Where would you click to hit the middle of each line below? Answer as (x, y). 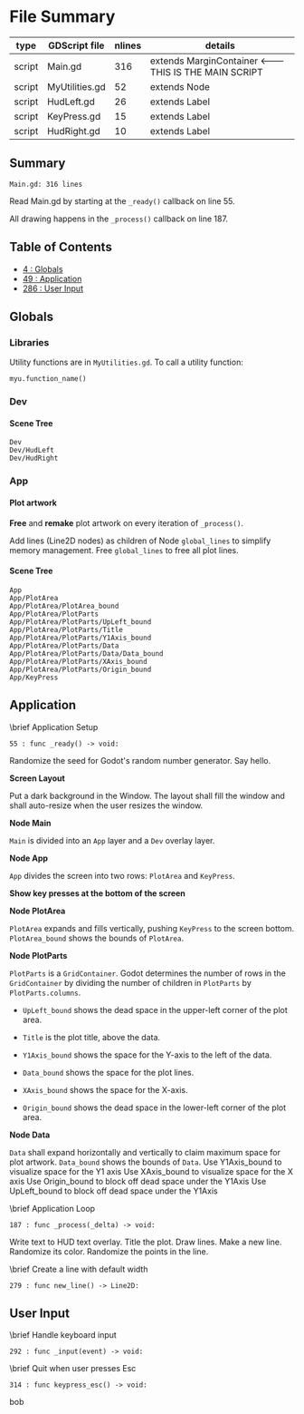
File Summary (62, 17)
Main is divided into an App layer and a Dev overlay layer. (112, 840)
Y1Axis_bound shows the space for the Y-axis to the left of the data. (147, 1055)
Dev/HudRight (34, 458)
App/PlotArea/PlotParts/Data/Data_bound (87, 653)
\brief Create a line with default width (79, 1269)
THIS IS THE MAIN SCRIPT (207, 72)
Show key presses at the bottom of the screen (97, 893)
